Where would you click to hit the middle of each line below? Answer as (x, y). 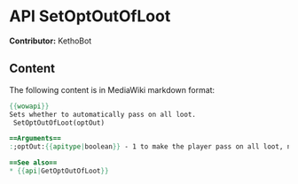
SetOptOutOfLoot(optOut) (59, 123)
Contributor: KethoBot (51, 41)
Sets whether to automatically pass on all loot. (103, 114)
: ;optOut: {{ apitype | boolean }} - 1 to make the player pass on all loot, (146, 147)
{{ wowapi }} (29, 106)
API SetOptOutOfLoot (90, 16)
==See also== (33, 163)
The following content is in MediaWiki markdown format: (112, 89)
